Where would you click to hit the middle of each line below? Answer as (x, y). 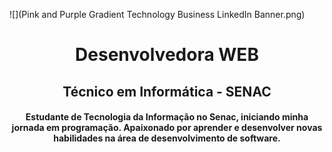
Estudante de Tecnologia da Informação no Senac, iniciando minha (167, 117)
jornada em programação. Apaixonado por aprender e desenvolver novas (167, 128)
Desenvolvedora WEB (167, 55)
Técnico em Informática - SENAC (167, 91)
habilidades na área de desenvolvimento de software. (167, 138)
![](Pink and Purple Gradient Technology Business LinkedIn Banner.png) (157, 14)
